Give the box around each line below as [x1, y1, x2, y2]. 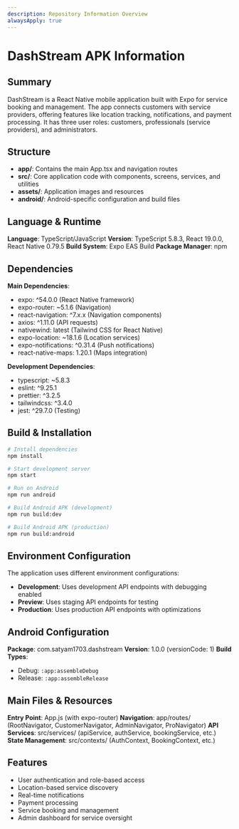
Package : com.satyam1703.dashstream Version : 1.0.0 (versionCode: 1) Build [7, 645, 232, 654]
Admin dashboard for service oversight [17, 813, 133, 822]
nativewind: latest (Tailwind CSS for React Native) [17, 325, 164, 334]
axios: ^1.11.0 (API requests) [17, 318, 98, 326]
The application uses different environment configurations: [7, 569, 180, 578]
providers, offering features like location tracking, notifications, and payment [7, 110, 232, 118]
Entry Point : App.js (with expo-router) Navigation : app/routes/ [7, 713, 191, 721]
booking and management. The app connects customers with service [7, 103, 211, 111]
